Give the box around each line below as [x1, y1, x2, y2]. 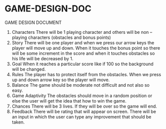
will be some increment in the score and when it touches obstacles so [11, 50, 155, 56]
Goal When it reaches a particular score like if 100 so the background [11, 61, 154, 67]
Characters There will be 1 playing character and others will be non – [11, 29, 153, 35]
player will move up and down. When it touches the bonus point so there [11, 45, 160, 51]
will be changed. [11, 66, 46, 72]
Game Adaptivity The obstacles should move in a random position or [11, 93, 153, 99]
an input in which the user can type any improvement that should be [11, 114, 152, 120]
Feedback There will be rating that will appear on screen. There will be [11, 108, 157, 115]
